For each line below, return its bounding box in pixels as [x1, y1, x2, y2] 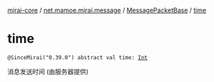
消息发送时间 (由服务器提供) [7, 67, 89, 76]
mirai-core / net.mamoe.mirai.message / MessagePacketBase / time [7, 6, 207, 14]
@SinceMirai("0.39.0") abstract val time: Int [7, 54, 148, 61]
